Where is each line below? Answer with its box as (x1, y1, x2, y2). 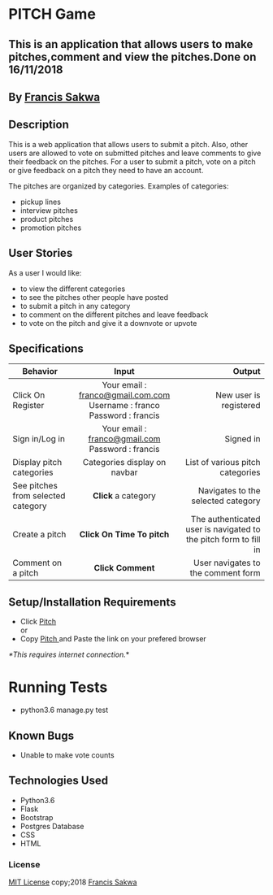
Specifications (8, 341, 84, 355)
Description (8, 118, 69, 132)
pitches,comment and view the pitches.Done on (8, 50, 257, 63)
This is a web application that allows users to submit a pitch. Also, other (8, 139, 249, 149)
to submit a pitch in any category (19, 301, 131, 311)
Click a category (92, 490, 157, 502)
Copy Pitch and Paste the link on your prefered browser (19, 634, 207, 644)
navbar (110, 467, 138, 478)
